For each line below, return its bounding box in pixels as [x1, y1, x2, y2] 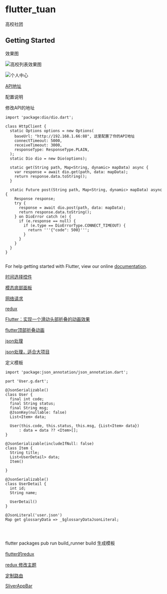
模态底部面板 [5, 284, 32, 290]
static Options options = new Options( [10, 128, 94, 133]
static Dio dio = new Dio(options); [10, 156, 87, 161]
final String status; [10, 401, 56, 406]
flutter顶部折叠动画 [5, 327, 45, 333]
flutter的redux [5, 551, 35, 557]
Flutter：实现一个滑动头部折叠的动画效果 [5, 316, 90, 322]
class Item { [5, 445, 33, 451]
